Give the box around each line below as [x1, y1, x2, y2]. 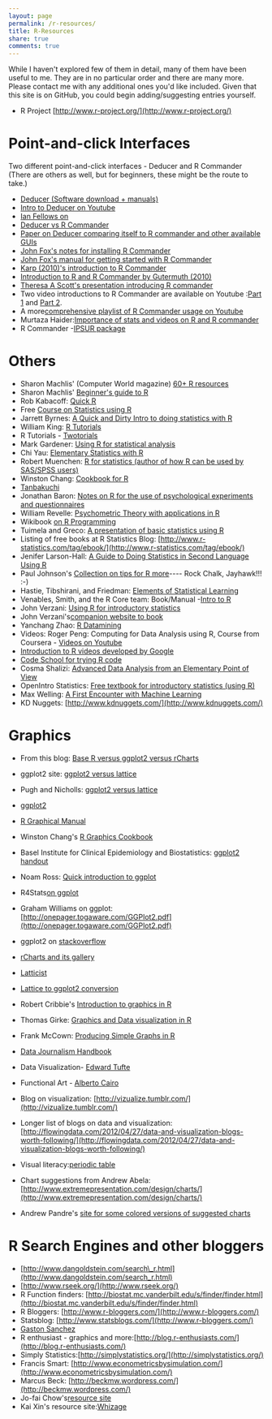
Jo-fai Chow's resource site [19, 1393, 112, 1403]
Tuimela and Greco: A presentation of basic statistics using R [19, 525, 225, 535]
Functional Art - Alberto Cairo [19, 1077, 119, 1088]
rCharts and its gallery [19, 951, 95, 962]
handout [19, 856, 49, 865]
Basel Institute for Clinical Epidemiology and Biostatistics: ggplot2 [19, 848, 240, 857]
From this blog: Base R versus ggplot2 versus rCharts [19, 753, 199, 763]
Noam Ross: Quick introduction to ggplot [19, 872, 157, 882]
